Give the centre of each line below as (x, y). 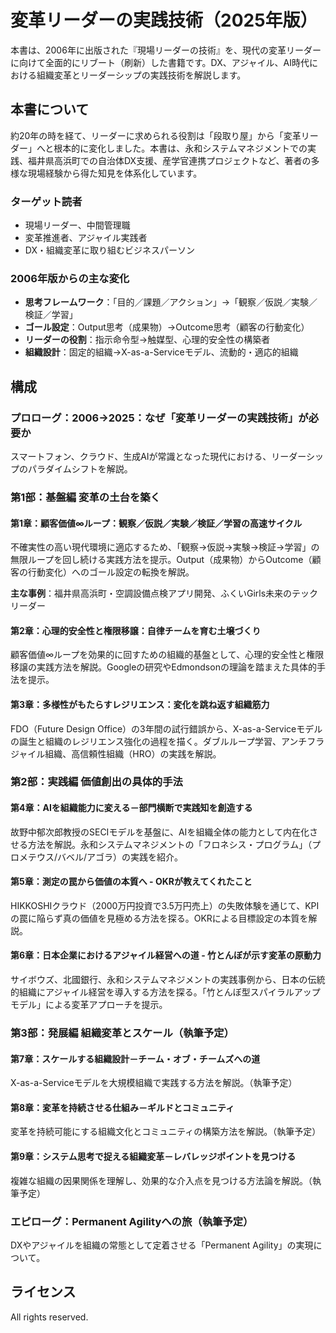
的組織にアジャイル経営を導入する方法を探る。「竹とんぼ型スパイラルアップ (165, 992)
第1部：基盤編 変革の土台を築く (85, 497)
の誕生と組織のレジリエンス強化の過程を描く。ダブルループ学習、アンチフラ (167, 741)
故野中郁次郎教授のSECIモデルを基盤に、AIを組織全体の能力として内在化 (160, 832)
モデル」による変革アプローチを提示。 (89, 1005)
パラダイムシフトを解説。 (80, 469)
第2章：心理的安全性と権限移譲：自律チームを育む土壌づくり (136, 630)
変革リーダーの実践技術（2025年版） (164, 20)
